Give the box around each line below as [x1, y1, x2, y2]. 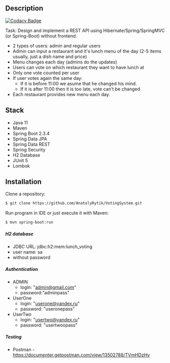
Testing [5, 334, 22, 340]
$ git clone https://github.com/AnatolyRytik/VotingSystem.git [5, 201, 143, 206]
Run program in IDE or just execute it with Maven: [5, 210, 109, 216]
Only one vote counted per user [12, 70, 80, 76]
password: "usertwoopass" [20, 322, 78, 328]
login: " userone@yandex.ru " [20, 300, 80, 307]
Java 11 [12, 119, 28, 126]
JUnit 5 [12, 157, 28, 163]
